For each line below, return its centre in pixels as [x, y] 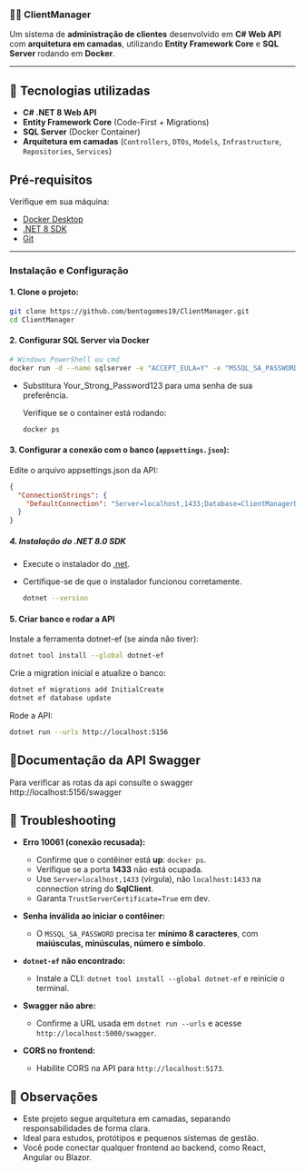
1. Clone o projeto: [44, 292]
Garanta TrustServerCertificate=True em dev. [123, 899]
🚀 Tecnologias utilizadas [80, 90]
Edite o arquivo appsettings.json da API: [84, 470]
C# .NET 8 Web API [59, 113]
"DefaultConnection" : [66, 503]
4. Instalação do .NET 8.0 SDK [68, 541]
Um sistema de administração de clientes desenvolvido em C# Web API [145, 35]
